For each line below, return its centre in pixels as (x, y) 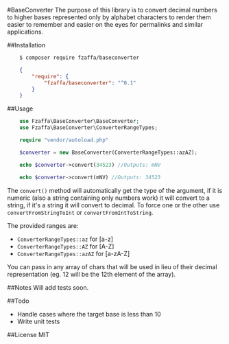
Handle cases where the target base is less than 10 (89, 314)
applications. (25, 32)
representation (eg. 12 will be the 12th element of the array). (92, 274)
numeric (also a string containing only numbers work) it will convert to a (109, 198)
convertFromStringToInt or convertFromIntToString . (80, 212)
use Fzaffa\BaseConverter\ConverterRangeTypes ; (88, 128)
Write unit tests (38, 321)
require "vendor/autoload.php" (64, 140)
